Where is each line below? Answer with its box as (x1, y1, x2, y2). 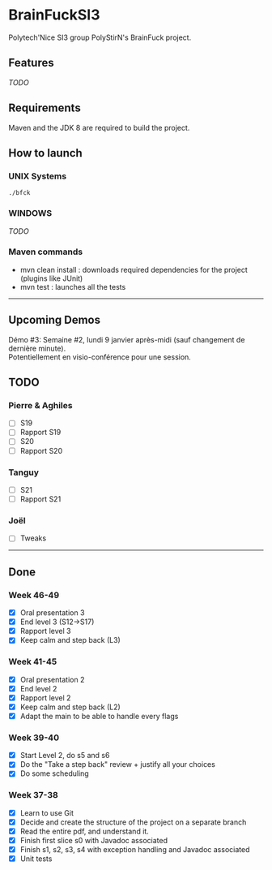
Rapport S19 (19, 428, 62, 437)
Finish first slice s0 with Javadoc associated (19, 835, 168, 845)
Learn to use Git (19, 808, 74, 817)
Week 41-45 (8, 656, 57, 667)
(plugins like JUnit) (19, 273, 83, 283)
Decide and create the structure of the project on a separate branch (19, 817, 247, 827)
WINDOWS (8, 208, 53, 219)
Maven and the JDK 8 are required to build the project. (8, 123, 190, 132)
